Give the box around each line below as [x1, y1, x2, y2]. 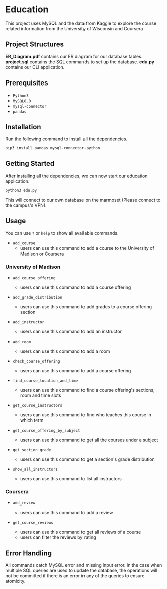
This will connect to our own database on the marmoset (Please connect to [5, 197, 161, 203]
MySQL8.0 [12, 98, 31, 104]
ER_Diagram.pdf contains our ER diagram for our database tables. [5, 53, 143, 59]
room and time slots [20, 392, 61, 398]
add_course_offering [12, 276, 56, 281]
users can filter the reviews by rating [20, 534, 97, 540]
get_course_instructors [12, 403, 63, 408]
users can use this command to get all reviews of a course [20, 529, 141, 535]
